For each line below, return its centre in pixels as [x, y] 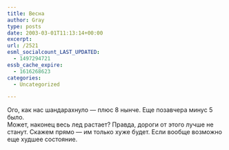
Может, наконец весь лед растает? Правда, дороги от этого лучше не [110, 124]
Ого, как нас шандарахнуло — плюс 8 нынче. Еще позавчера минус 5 [110, 110]
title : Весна [26, 13]
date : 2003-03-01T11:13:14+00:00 [55, 33]
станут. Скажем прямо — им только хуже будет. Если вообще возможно [115, 132]
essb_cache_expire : [35, 65]
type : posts [24, 26]
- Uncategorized [37, 84]
